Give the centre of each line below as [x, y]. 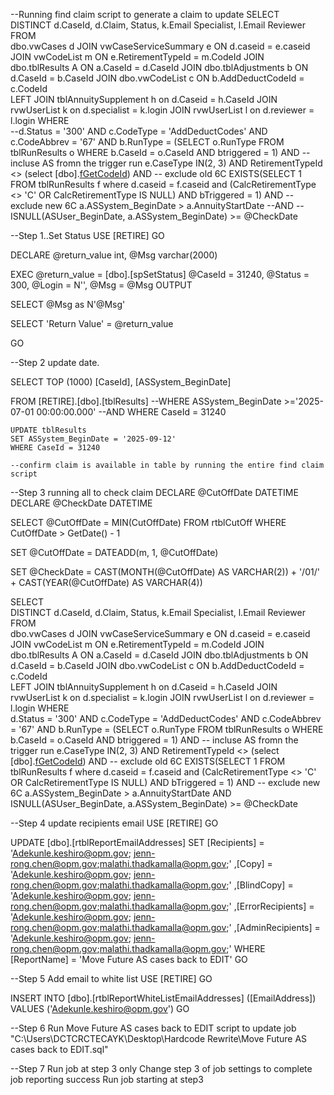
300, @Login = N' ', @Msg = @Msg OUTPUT [101, 285]
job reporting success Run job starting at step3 [107, 1079]
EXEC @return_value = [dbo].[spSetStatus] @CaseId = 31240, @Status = [160, 274]
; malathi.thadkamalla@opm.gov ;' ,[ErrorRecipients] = [205, 906]
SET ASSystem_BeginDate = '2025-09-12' [93, 439]
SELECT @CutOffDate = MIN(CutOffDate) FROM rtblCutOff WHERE [148, 522]
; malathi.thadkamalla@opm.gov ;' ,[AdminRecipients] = [208, 927]
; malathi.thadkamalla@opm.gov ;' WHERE [181, 948]
